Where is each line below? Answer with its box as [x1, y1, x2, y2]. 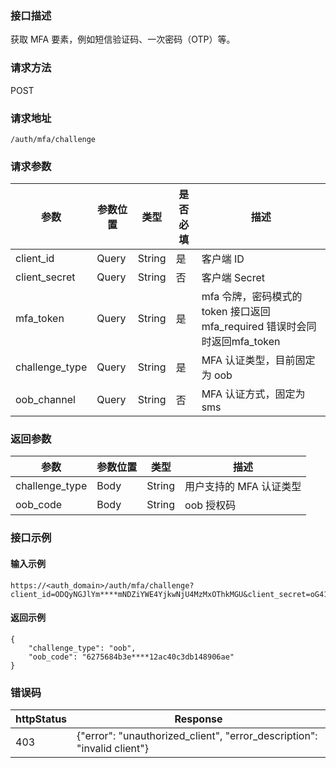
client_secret [15, 270, 76, 284]
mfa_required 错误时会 [201, 320, 307, 334]
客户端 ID [201, 252, 245, 266]
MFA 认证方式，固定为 [201, 387, 306, 401]
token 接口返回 [201, 305, 271, 319]
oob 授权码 [184, 498, 237, 512]
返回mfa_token [211, 335, 281, 349]
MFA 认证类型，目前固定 [201, 353, 316, 367]
